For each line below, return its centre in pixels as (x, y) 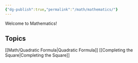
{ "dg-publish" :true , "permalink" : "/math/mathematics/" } (61, 9)
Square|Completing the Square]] (38, 55)
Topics (15, 39)
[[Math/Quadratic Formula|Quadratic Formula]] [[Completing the (69, 50)
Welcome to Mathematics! (31, 23)
